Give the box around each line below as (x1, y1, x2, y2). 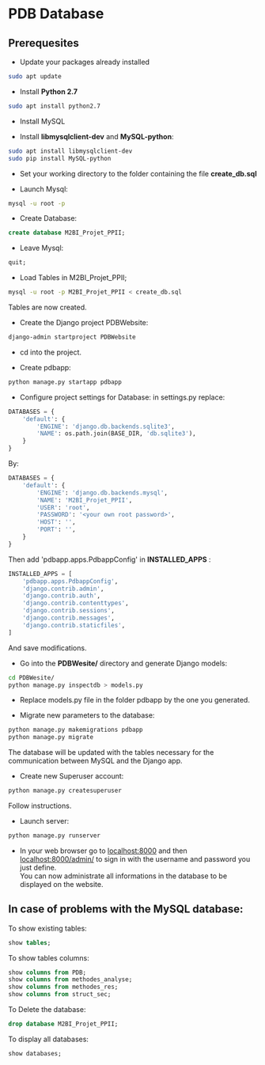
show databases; (8, 1049, 62, 1057)
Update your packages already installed (19, 57, 150, 66)
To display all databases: (8, 1034, 89, 1044)
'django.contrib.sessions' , (22, 607, 115, 615)
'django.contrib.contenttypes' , (22, 599, 129, 608)
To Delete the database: (8, 1005, 86, 1014)
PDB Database (8, 5, 104, 23)
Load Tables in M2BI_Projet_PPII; (19, 273, 127, 282)
